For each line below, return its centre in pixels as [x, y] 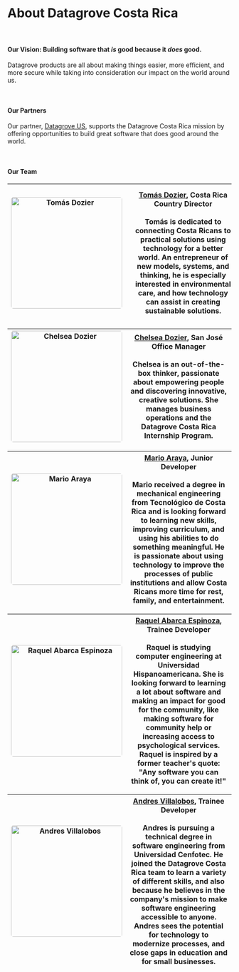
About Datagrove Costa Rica [93, 13]
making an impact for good [179, 700]
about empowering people [179, 382]
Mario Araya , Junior [179, 458]
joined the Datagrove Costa [179, 863]
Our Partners [27, 110]
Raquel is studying [179, 647]
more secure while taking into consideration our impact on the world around [118, 73]
